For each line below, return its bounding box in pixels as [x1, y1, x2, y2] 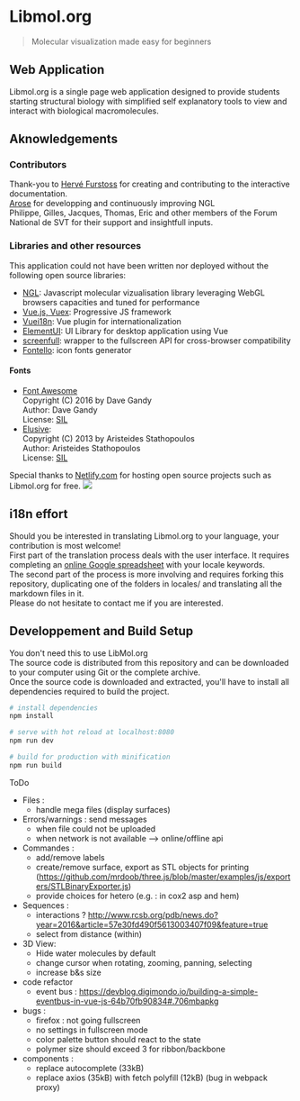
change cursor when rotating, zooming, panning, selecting [35, 957, 253, 968]
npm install [9, 712, 54, 721]
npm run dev [9, 736, 54, 745]
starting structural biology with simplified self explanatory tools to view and [9, 96, 287, 106]
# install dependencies [9, 703, 99, 713]
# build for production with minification [9, 752, 171, 762]
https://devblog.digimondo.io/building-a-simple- [79, 986, 259, 996]
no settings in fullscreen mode [35, 1024, 148, 1035]
